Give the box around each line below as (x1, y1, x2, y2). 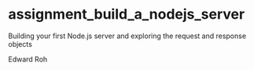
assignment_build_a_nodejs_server (8, 5, 245, 23)
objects (8, 39, 33, 48)
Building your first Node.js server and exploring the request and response (8, 31, 246, 40)
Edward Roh (8, 54, 48, 64)
